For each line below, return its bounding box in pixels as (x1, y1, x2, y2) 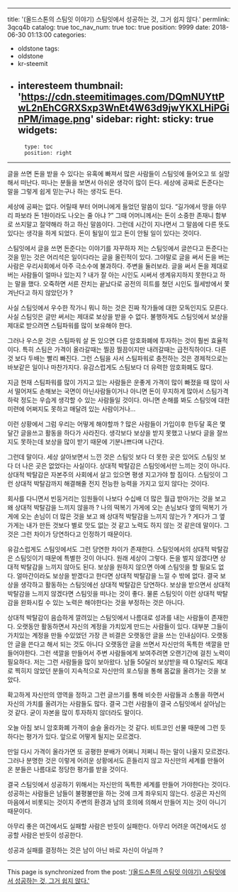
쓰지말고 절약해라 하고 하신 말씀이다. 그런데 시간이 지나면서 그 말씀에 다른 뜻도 (14, 219, 230, 228)
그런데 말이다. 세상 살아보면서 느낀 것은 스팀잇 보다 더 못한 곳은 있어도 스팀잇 (7, 452, 219, 461)
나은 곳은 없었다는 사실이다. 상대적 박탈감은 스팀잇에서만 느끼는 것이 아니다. (22, 461, 230, 469)
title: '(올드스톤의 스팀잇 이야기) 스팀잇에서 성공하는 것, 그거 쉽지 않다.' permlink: (7, 15, 230, 23)
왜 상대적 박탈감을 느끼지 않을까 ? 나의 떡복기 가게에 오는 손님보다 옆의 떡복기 (7, 503, 220, 511)
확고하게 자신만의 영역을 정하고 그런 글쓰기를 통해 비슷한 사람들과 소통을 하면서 (7, 690, 225, 699)
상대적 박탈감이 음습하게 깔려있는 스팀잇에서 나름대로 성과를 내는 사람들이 (7, 613, 210, 621)
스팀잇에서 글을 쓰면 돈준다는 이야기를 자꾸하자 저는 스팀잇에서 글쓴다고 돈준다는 (7, 244, 229, 252)
